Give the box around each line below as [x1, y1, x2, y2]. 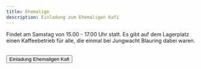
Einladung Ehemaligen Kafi [9, 56, 70, 62]
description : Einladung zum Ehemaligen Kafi [6, 14, 119, 20]
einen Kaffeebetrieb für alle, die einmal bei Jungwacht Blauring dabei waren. [6, 37, 196, 44]
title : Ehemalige [6, 8, 50, 15]
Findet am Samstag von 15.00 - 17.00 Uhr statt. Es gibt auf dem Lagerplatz [6, 30, 190, 37]
